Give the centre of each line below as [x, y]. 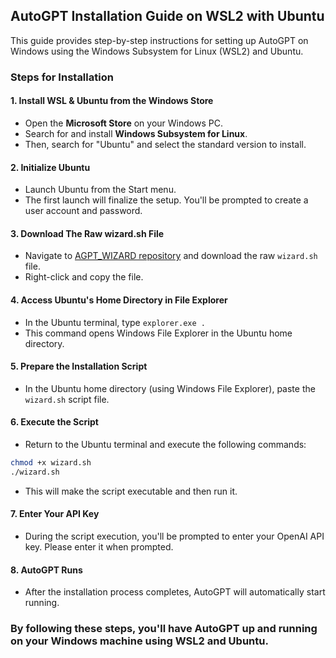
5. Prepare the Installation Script [79, 366]
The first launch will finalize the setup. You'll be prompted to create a [166, 200]
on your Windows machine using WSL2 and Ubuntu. [139, 641]
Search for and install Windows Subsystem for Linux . [136, 133]
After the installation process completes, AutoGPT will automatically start [175, 592]
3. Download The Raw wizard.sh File [87, 233]
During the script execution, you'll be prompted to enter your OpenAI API [174, 536]
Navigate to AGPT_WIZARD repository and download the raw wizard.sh [171, 256]
